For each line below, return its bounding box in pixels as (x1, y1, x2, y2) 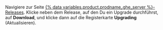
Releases (5, 9, 24, 15)
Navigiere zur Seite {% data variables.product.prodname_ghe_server (5, 4, 146, 10)
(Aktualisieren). (5, 20, 36, 26)
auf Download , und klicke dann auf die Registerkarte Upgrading (5, 15, 137, 20)
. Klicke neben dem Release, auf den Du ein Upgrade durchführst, (23, 9, 159, 15)
